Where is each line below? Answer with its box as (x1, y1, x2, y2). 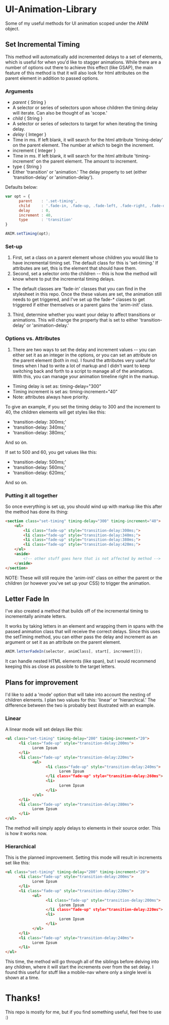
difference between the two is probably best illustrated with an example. (5, 702, 155, 708)
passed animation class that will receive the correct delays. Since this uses (5, 629, 160, 635)
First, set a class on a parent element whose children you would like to (12, 254, 158, 261)
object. (5, 25, 20, 31)
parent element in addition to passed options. (5, 75, 99, 81)
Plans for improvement (5, 678, 78, 687)
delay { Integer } (12, 131, 47, 137)
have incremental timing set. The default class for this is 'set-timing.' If (12, 260, 158, 266)
